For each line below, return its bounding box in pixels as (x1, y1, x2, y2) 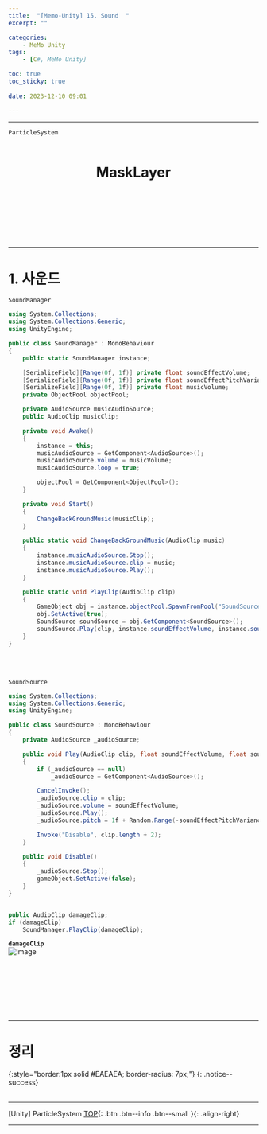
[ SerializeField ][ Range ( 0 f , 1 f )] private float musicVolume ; (22, 384, 230, 392)
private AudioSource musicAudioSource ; (22, 405, 155, 414)
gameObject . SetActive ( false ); (37, 875, 137, 883)
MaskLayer (95, 163, 172, 181)
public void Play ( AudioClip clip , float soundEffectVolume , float (22, 750, 247, 758)
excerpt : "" (8, 19, 48, 27)
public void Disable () (22, 852, 98, 860)
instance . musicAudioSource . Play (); (37, 566, 155, 574)
